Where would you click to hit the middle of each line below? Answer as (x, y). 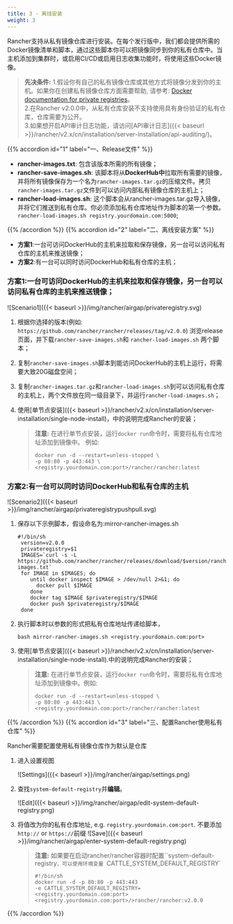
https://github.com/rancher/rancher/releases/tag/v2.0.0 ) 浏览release (120, 330)
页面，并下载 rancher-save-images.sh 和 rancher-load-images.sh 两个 (115, 339)
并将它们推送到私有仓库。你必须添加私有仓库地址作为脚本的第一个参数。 (121, 207)
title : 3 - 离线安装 (35, 14)
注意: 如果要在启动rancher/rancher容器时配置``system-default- (124, 856)
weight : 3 (22, 20)
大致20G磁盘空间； (51, 371)
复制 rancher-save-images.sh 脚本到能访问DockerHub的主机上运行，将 (117, 362)
